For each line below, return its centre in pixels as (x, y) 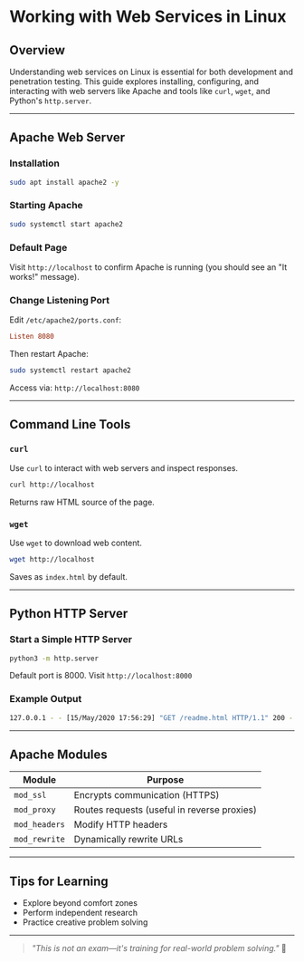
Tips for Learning (59, 881)
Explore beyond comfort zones (80, 903)
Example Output (46, 699)
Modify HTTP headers (121, 824)
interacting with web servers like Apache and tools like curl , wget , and (140, 91)
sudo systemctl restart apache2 (70, 370)
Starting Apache (46, 206)
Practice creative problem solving (85, 922)
